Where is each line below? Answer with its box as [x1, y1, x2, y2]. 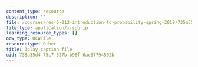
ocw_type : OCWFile [6, 36, 51, 41]
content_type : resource [6, 8, 65, 15]
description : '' [6, 14, 46, 20]
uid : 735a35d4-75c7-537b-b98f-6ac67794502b [6, 52, 115, 58]
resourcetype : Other [6, 41, 57, 47]
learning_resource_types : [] [6, 30, 78, 36]
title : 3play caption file [6, 47, 72, 52]
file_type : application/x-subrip [6, 24, 88, 31]
